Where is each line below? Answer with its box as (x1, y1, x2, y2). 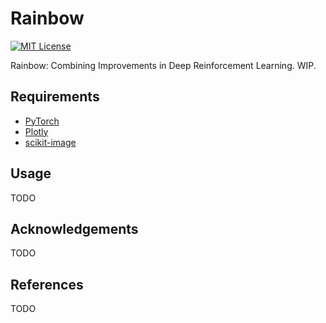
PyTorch (24, 115, 60, 127)
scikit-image (24, 136, 77, 148)
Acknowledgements (10, 220, 139, 237)
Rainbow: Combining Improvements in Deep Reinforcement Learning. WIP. (10, 59, 317, 71)
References (10, 276, 84, 293)
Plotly (24, 125, 49, 137)
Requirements (10, 88, 100, 106)
